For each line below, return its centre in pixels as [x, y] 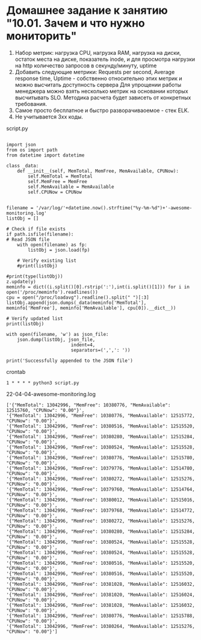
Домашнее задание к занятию [87, 11]
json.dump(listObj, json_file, [56, 340]
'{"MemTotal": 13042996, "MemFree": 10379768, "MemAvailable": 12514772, [101, 510]
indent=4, [83, 345]
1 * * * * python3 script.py [43, 383]
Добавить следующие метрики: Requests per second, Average [95, 72]
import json [21, 144]
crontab [16, 371]
